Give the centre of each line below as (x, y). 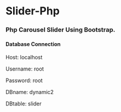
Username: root (25, 69)
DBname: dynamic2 (30, 92)
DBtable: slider (24, 104)
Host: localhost (24, 57)
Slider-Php (33, 11)
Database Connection (33, 44)
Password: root (24, 81)
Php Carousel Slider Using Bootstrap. (61, 30)
